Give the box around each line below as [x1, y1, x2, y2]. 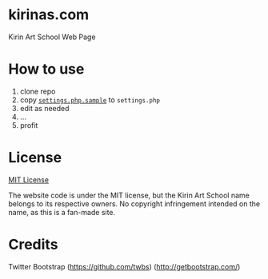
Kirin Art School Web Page [8, 32, 96, 42]
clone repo [19, 86, 56, 96]
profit [19, 120, 38, 130]
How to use [8, 60, 85, 78]
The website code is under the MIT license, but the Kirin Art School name [8, 190, 250, 200]
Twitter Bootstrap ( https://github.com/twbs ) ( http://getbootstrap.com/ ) [8, 261, 241, 271]
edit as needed [19, 103, 70, 113]
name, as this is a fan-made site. [8, 207, 116, 217]
